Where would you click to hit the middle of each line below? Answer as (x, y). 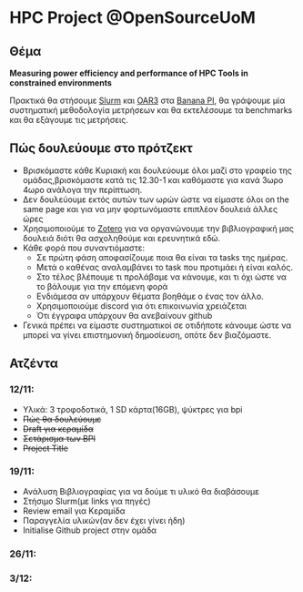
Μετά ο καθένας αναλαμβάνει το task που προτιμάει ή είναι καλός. (165, 267)
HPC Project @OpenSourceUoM (133, 18)
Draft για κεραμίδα (58, 429)
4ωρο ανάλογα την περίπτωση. (82, 189)
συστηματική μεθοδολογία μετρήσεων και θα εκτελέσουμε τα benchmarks (151, 110)
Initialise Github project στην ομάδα (90, 530)
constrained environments (61, 83)
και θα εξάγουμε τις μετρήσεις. (69, 120)
